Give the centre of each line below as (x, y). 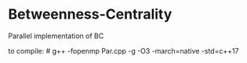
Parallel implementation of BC (56, 36)
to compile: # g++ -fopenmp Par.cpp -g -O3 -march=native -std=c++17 (123, 51)
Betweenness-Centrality (90, 14)
